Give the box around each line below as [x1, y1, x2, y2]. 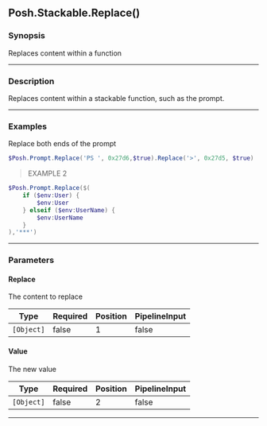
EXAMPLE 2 [27, 168, 68, 178]
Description [8, 76, 55, 87]
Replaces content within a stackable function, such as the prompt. [8, 93, 225, 103]
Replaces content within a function [8, 48, 122, 58]
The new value [8, 364, 57, 374]
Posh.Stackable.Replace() [8, 6, 141, 20]
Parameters [8, 254, 54, 265]
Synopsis [8, 30, 45, 41]
